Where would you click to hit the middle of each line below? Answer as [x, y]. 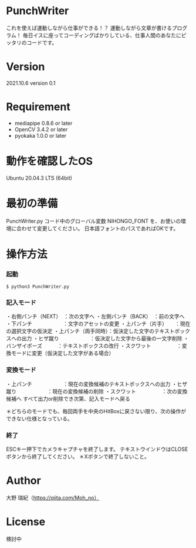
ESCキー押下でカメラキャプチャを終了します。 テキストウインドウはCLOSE [97, 449]
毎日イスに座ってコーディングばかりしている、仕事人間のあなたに [102, 35]
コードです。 [42, 42]
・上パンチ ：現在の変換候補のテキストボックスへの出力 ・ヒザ [97, 384]
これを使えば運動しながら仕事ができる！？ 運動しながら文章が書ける [89, 28]
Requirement [38, 107]
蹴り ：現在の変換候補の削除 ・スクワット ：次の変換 [97, 391]
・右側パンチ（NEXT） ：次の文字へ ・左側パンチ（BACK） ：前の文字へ [95, 317]
